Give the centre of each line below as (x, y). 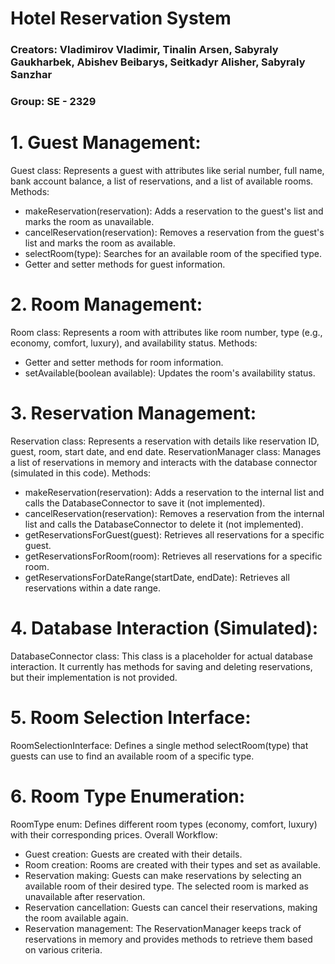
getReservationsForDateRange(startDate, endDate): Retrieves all (157, 577)
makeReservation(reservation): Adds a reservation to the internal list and (174, 492)
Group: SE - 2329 (53, 102)
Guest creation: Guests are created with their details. (133, 854)
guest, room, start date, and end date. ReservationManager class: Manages (166, 451)
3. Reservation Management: (133, 413)
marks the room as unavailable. (89, 221)
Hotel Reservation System (121, 18)
